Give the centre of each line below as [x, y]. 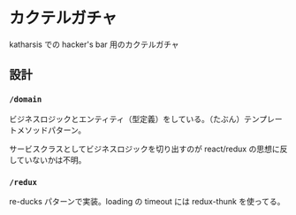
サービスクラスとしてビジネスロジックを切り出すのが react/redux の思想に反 [148, 149]
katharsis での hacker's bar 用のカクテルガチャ [94, 44]
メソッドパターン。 [51, 130]
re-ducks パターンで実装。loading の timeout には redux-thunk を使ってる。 [147, 201]
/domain [26, 100]
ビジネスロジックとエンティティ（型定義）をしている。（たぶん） [127, 119]
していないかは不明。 [48, 159]
